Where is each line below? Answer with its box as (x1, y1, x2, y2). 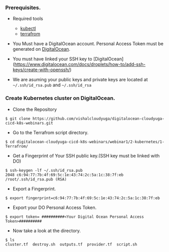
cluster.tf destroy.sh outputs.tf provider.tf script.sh (5, 242, 138, 247)
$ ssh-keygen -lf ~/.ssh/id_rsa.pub (5, 168, 83, 173)
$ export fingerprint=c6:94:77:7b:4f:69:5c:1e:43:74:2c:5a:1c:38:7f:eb (5, 195, 160, 201)
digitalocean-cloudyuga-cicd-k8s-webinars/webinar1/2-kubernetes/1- (16, 139, 165, 144)
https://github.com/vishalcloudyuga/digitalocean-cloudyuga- (32, 116, 165, 121)
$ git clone (5, 116, 30, 121)
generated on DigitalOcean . (12, 46, 71, 52)
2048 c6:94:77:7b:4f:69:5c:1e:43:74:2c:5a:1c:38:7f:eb (5, 172, 124, 177)
